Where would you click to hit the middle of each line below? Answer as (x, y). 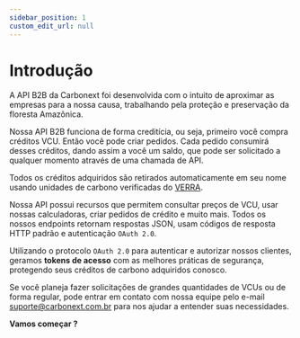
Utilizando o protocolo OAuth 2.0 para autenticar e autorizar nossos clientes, (150, 251)
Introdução (51, 71)
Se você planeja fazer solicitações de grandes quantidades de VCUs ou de (148, 288)
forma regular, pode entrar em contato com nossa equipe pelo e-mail (137, 297)
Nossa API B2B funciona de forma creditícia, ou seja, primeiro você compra (149, 132)
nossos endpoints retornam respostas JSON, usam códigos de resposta (142, 224)
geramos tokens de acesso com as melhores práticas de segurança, (137, 261)
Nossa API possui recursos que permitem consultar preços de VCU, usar (144, 205)
